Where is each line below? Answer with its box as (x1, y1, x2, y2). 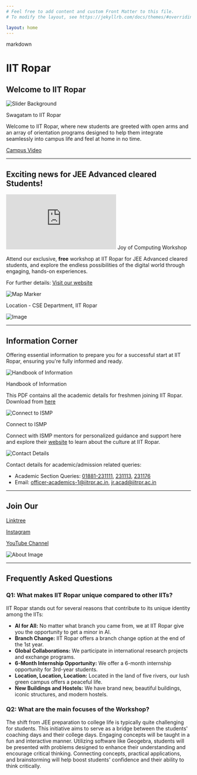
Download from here (6, 398, 56, 405)
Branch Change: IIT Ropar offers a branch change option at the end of (14, 635, 185, 642)
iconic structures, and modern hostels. (14, 690, 108, 697)
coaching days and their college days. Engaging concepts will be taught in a (6, 731, 190, 738)
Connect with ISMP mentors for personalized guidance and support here (6, 432, 182, 439)
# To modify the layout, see (6, 14, 77, 20)
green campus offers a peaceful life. (14, 678, 103, 685)
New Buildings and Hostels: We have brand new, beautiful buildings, (14, 685, 182, 692)
